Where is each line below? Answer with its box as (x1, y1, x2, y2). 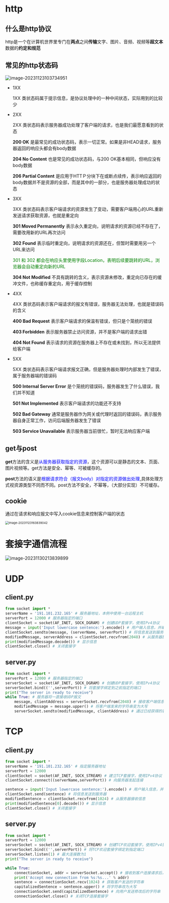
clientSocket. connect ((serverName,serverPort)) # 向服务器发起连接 (5, 778, 143, 783)
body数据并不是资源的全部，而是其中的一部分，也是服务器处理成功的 (12, 179, 156, 185)
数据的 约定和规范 (5, 45, 41, 51)
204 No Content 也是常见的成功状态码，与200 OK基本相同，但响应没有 (12, 156, 161, 162)
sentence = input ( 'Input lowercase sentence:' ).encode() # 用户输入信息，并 (5, 787, 164, 792)
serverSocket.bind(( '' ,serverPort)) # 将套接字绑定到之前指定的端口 (5, 685, 141, 690)
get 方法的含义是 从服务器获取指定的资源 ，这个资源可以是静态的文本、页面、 (5, 459, 162, 465)
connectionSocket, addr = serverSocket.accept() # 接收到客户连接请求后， (14, 870, 166, 875)
